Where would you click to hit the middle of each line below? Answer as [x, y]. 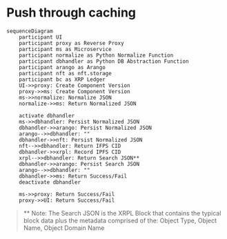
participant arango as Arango [62, 67]
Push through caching [71, 13]
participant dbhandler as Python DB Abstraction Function [104, 61]
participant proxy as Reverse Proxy [72, 43]
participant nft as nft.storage [65, 73]
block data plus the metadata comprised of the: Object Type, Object [120, 220]
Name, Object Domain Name [64, 228]
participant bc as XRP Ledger [62, 79]
